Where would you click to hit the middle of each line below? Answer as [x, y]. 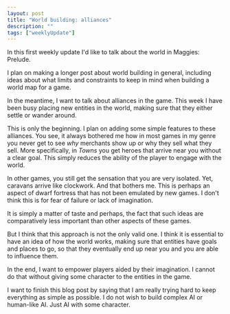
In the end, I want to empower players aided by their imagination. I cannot [111, 269]
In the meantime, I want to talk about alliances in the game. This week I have [115, 101]
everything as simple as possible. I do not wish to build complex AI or [105, 298]
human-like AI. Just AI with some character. [69, 305]
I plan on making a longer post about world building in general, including [109, 73]
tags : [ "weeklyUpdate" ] [41, 33]
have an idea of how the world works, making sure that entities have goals [112, 242]
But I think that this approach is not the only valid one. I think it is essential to [115, 234]
